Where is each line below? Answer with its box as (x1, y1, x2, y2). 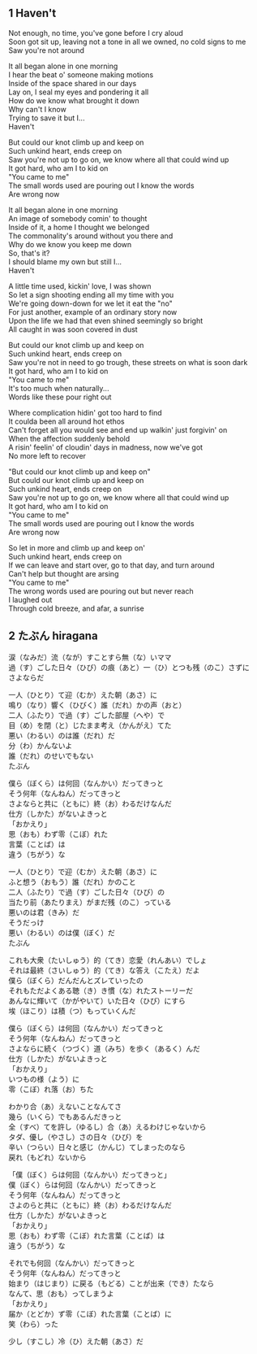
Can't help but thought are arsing (8, 568, 119, 578)
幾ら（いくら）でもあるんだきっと (8, 1112, 122, 1121)
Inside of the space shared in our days (8, 78, 137, 88)
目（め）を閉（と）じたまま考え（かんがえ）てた (8, 720, 172, 730)
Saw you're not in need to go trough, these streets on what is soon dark (8, 357, 248, 367)
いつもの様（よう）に (8, 1073, 79, 1084)
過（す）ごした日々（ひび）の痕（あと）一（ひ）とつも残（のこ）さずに (8, 662, 250, 672)
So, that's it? (8, 248, 50, 258)
